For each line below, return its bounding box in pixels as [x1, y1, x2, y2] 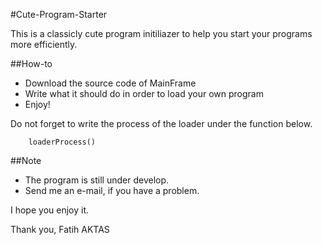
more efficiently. [10, 39, 78, 50]
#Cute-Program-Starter [10, 9, 108, 20]
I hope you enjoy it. [10, 204, 90, 216]
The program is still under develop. [24, 174, 170, 186]
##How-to [10, 58, 53, 69]
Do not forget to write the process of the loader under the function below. [10, 118, 313, 129]
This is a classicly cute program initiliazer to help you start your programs [10, 28, 313, 39]
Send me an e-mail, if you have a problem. [24, 185, 200, 196]
